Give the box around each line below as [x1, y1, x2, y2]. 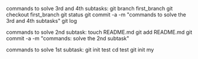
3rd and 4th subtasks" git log [6, 18, 77, 24]
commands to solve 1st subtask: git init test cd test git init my [6, 46, 154, 53]
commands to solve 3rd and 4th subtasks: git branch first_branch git [6, 5, 173, 12]
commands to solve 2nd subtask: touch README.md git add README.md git [6, 29, 193, 36]
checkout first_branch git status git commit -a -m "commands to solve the [6, 11, 186, 18]
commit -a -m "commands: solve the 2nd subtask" [6, 35, 129, 41]
